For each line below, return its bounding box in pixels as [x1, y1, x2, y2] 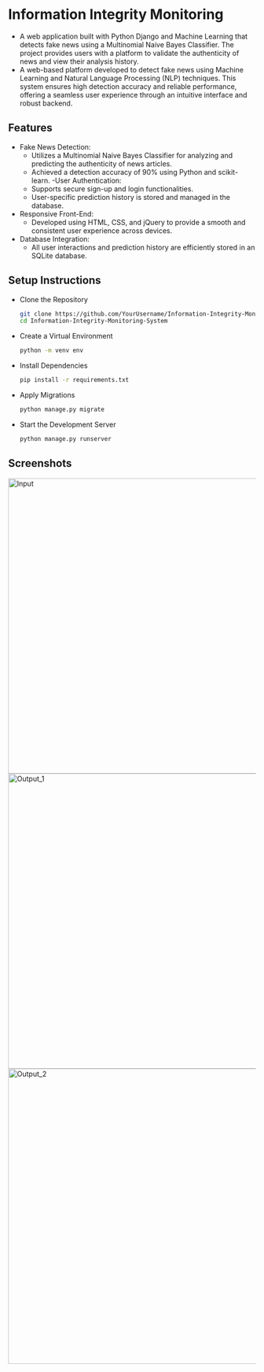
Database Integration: [19, 234, 90, 243]
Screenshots [8, 457, 72, 470]
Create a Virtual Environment [19, 331, 113, 341]
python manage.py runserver [19, 435, 112, 442]
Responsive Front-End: [19, 209, 94, 218]
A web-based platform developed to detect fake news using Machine [19, 65, 244, 74]
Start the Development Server [19, 420, 116, 429]
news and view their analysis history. [19, 57, 139, 66]
